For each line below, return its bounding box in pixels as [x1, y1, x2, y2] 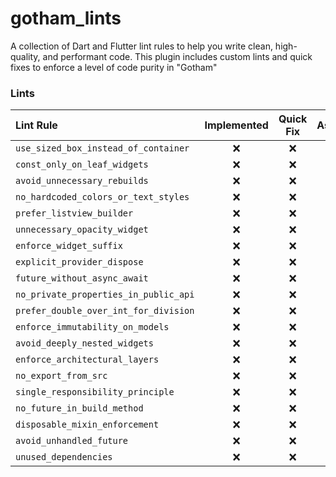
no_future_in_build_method [15, 403, 144, 414]
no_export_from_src [15, 370, 108, 382]
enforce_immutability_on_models [15, 322, 170, 333]
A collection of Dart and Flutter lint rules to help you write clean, [10, 40, 273, 52]
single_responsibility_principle [15, 387, 175, 398]
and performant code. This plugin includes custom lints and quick [42, 50, 313, 62]
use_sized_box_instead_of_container [15, 143, 190, 154]
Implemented [204, 118, 269, 132]
